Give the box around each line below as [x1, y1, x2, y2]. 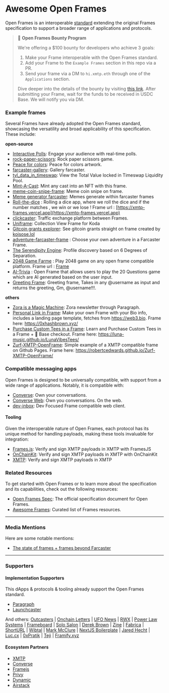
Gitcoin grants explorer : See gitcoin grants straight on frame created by [12, 226, 161, 232]
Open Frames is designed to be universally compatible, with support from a [5, 377, 161, 383]
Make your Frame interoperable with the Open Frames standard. [25, 54, 158, 61]
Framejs [12, 666, 29, 672]
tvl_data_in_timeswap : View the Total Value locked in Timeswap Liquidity [12, 172, 163, 178]
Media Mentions [5, 523, 46, 530]
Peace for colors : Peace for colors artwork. [12, 162, 102, 168]
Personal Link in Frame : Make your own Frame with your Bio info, [12, 310, 147, 316]
